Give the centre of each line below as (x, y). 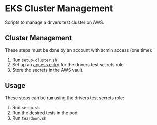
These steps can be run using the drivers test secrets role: (65, 98)
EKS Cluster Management (59, 9)
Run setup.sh (26, 107)
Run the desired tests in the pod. (46, 113)
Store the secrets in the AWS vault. (48, 70)
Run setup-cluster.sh (35, 60)
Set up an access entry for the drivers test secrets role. (69, 64)
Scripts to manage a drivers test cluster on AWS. (55, 22)
